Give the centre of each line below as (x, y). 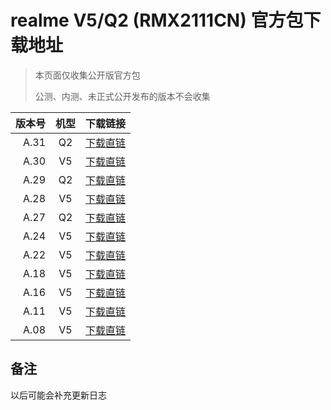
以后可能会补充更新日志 (58, 395)
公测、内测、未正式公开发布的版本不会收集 (122, 96)
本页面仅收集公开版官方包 (87, 75)
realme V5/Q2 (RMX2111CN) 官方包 (157, 20)
